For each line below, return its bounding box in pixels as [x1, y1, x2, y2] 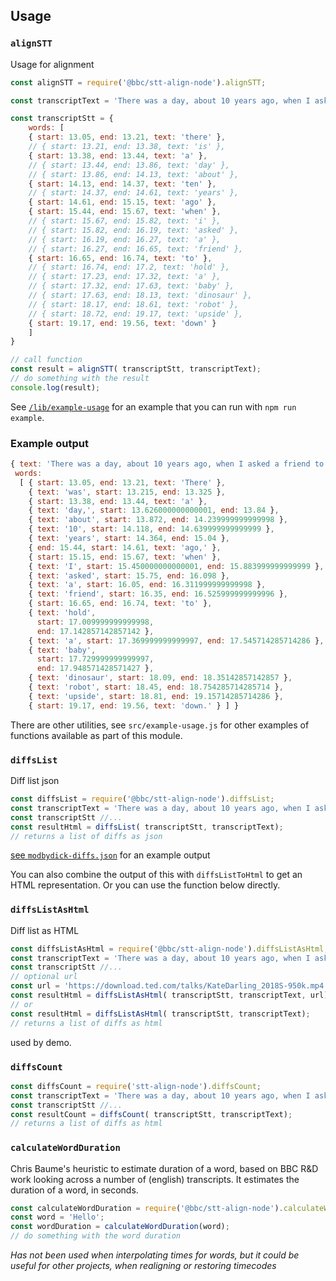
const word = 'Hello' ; [10, 1212, 105, 1223]
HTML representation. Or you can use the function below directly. [10, 879, 281, 891]
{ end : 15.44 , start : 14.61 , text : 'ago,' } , [28, 542, 222, 553]
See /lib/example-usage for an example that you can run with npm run [10, 400, 297, 413]
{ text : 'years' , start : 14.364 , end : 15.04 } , [28, 534, 230, 544]
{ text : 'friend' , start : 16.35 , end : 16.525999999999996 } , [28, 589, 289, 599]
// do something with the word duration [10, 1231, 182, 1241]
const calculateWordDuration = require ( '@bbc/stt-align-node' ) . [10, 1203, 284, 1213]
